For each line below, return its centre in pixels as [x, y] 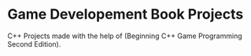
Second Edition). [34, 44]
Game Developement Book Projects [125, 14]
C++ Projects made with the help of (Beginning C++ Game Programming [125, 36]
